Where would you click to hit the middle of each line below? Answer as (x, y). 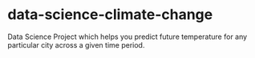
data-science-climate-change (110, 15)
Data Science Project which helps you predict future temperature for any (127, 37)
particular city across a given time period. (76, 44)
